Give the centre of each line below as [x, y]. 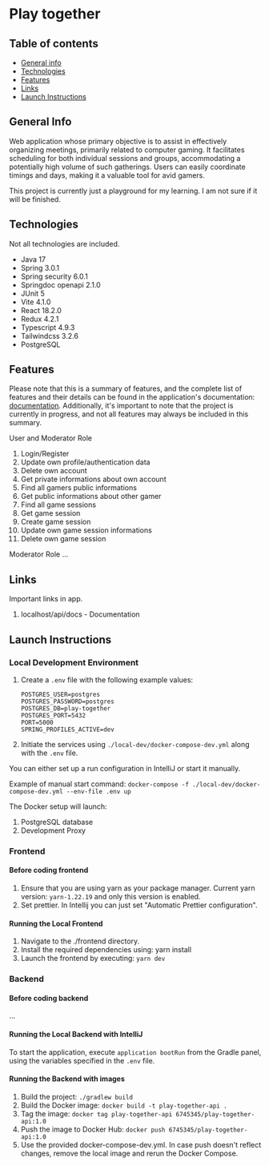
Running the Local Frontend [56, 923]
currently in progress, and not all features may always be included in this [129, 414]
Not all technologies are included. [64, 243]
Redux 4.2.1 [40, 319]
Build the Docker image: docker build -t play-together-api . [124, 1105]
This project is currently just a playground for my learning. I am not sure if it [133, 191]
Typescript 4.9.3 [48, 327]
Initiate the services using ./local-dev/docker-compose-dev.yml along [135, 744]
